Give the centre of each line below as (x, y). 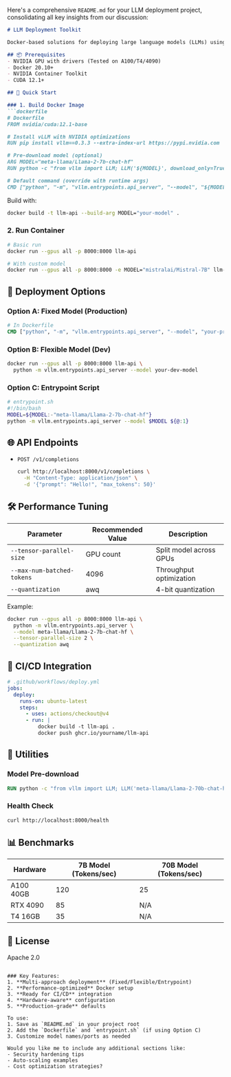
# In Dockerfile (30, 325)
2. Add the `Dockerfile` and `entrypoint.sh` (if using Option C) (104, 1031)
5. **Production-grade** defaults (57, 1006)
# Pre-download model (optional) (55, 156)
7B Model (94, 865)
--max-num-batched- (42, 570)
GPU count (103, 554)
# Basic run (24, 245)
